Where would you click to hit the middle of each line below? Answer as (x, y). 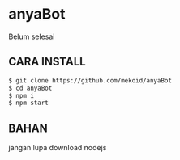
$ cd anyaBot (30, 88)
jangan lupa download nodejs (58, 148)
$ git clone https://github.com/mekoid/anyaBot (90, 80)
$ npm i (21, 95)
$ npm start (28, 103)
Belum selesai (32, 36)
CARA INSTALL (47, 62)
